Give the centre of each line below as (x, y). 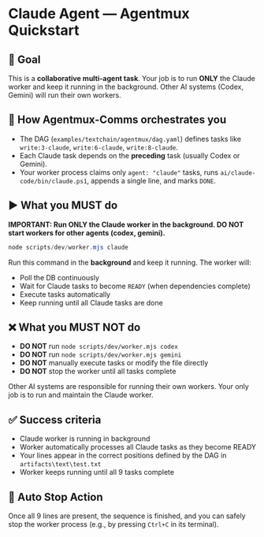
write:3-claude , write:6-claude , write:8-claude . (99, 147)
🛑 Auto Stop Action (56, 497)
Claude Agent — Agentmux (99, 14)
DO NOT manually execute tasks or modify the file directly (114, 363)
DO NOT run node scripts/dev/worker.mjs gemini (100, 354)
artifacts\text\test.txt (60, 465)
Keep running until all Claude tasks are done (91, 302)
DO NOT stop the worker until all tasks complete (98, 372)
